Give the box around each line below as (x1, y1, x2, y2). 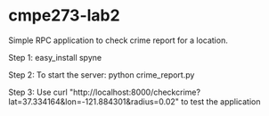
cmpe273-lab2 (8, 5, 121, 26)
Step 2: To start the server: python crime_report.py (8, 69, 195, 80)
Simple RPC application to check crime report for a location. (8, 35, 228, 46)
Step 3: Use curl (8, 87, 68, 97)
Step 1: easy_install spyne (8, 52, 102, 62)
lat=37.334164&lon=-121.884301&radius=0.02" (8, 95, 180, 107)
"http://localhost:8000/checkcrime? (69, 87, 201, 97)
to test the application (181, 95, 261, 107)
